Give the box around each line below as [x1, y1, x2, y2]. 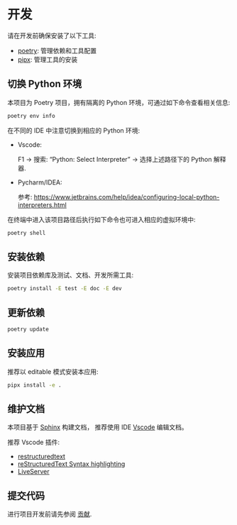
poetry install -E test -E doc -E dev [7, 285, 122, 292]
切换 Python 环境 [7, 78, 82, 90]
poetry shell [7, 229, 46, 236]
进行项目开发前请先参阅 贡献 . [7, 510, 92, 519]
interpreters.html [17, 200, 67, 209]
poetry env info [7, 112, 55, 119]
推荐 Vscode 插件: [7, 438, 60, 447]
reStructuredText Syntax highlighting [17, 460, 126, 468]
